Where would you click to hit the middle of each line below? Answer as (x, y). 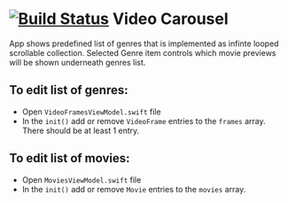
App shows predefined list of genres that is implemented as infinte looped (144, 43)
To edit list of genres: (69, 90)
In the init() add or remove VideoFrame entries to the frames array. (144, 121)
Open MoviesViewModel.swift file (82, 180)
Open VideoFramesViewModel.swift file (91, 112)
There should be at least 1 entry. (81, 130)
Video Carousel (170, 19)
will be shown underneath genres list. (78, 62)
